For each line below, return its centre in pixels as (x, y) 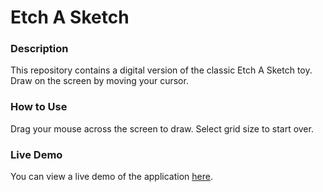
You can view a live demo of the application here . (111, 177)
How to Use (39, 107)
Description (39, 49)
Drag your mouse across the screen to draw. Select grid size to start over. (162, 128)
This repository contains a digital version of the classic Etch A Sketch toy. (161, 70)
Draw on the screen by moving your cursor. (99, 81)
